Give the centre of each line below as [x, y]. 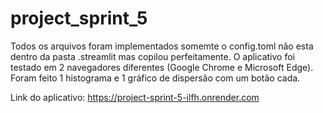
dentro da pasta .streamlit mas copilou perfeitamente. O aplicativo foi [152, 56]
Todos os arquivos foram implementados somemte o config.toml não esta [162, 46]
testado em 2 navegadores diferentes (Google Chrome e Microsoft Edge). [162, 67]
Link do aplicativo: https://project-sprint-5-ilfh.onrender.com [135, 97]
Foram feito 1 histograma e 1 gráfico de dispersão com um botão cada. [155, 78]
